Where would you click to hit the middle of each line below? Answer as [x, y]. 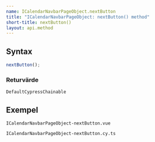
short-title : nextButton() [39, 22]
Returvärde [22, 79]
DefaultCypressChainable [36, 92]
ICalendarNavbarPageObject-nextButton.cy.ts [61, 134]
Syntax [19, 51]
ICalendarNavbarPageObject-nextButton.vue [58, 123]
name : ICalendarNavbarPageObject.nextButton [61, 11]
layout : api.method [30, 28]
